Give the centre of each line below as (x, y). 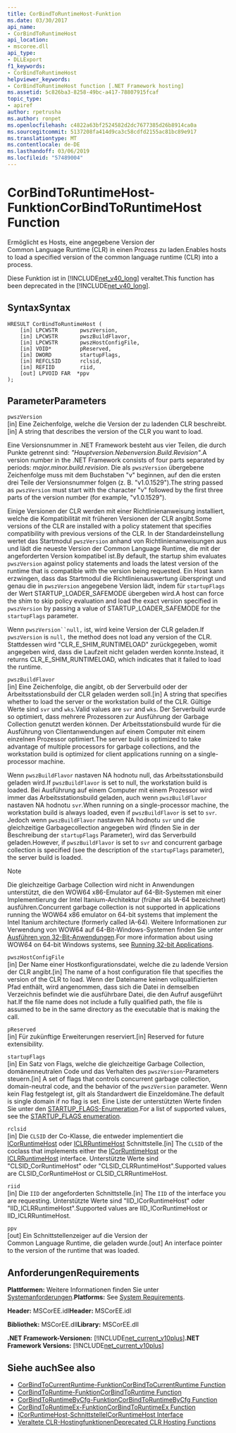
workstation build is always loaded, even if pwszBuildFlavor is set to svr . (112, 813)
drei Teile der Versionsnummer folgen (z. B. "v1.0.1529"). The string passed (115, 482)
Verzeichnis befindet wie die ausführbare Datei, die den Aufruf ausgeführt (115, 994)
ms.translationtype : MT (42, 138)
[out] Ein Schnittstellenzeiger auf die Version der (77, 1236)
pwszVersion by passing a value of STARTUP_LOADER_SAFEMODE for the (114, 608)
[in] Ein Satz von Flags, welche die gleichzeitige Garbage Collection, (106, 1064)
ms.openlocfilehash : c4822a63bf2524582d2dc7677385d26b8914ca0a (102, 125)
